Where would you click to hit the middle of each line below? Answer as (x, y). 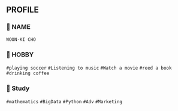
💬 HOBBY (20, 55)
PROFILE (22, 10)
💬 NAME (19, 27)
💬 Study (18, 88)
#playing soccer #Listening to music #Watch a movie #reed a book (89, 68)
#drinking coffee (28, 73)
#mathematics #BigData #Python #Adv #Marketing (64, 102)
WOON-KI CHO (21, 39)
